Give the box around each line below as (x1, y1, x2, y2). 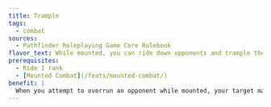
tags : (8, 19, 27, 27)
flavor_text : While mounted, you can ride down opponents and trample (8, 49, 251, 57)
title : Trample (8, 11, 60, 20)
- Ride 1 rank (15, 64, 63, 72)
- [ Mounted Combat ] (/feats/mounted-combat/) (15, 72, 168, 80)
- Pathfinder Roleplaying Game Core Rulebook (15, 42, 172, 50)
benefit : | (8, 79, 45, 87)
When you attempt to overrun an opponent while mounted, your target (15, 86, 254, 95)
